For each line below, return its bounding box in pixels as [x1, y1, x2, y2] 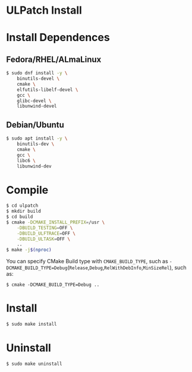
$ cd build [6, 214, 33, 220]
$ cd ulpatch [6, 203, 39, 209]
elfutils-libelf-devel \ [17, 87, 78, 93]
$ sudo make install [6, 321, 58, 327]
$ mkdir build [6, 209, 42, 215]
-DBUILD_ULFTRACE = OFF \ [17, 230, 76, 237]
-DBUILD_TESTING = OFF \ [17, 225, 73, 231]
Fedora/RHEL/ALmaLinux [6, 54, 102, 64]
